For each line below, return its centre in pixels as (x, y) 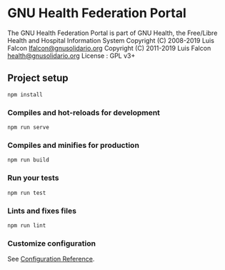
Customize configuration (52, 243)
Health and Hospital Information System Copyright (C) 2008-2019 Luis (111, 40)
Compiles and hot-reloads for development (84, 112)
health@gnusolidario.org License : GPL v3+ (71, 56)
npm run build (29, 160)
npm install (25, 94)
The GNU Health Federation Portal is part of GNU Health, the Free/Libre (112, 33)
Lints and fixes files (42, 211)
